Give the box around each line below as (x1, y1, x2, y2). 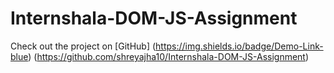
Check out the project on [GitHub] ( (10, 40, 157, 52)
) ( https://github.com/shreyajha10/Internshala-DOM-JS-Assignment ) (28, 50, 310, 62)
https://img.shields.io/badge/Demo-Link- (155, 40, 324, 52)
